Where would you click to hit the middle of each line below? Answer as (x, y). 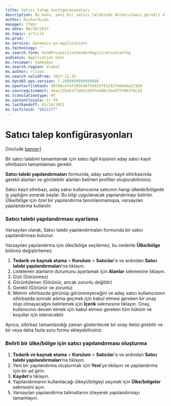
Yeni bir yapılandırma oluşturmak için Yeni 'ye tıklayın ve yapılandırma (85, 365)
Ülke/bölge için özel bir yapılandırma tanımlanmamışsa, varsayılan (74, 200)
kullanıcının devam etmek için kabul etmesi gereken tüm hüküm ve (82, 310)
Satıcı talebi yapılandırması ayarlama (52, 219)
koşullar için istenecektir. (39, 315)
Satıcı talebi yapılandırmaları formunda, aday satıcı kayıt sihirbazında (78, 174)
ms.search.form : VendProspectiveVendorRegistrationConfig (68, 53)
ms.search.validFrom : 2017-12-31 (41, 77)
